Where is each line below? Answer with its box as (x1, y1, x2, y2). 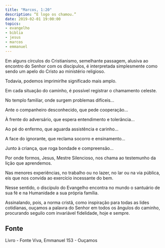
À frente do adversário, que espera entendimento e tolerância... (5, 116, 135, 122)
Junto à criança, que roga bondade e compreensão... (5, 145, 114, 151)
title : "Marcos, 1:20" (5, 7, 52, 12)
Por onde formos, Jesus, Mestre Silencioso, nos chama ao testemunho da (5, 155, 156, 161)
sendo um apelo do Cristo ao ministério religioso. (5, 68, 106, 74)
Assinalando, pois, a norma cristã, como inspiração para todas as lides (5, 199, 150, 205)
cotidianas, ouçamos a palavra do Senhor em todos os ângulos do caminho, (5, 204, 160, 211)
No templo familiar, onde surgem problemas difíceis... (5, 97, 114, 103)
